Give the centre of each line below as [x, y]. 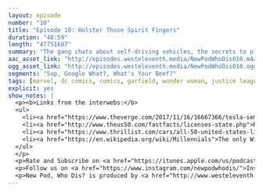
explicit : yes [31, 88]
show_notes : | [31, 96]
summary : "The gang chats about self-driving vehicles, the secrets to [127, 52]
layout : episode [34, 15]
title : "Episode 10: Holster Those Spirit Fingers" [94, 30]
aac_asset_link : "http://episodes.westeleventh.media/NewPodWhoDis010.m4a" [134, 60]
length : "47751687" [40, 45]
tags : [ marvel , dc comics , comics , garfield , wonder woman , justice [122, 81]
